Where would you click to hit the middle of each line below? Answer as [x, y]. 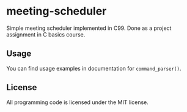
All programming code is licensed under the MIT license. [77, 102]
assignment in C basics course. [46, 34]
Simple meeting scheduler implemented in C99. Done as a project [89, 28]
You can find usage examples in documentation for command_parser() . [94, 68]
